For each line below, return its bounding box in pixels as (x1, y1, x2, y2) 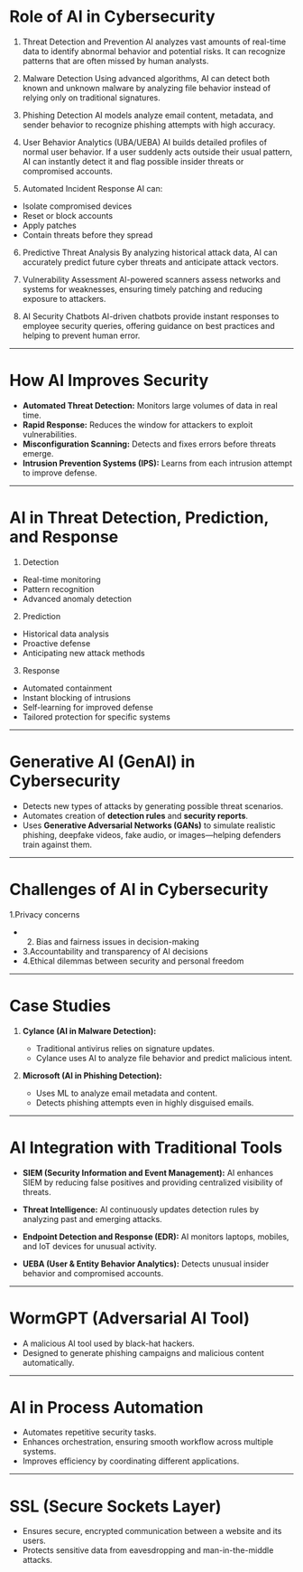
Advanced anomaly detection (22, 593, 133, 604)
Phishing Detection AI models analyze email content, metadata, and (22, 109, 273, 120)
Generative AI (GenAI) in (9, 752, 196, 772)
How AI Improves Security (9, 371, 209, 391)
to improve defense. (22, 467, 97, 478)
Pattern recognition (22, 583, 95, 594)
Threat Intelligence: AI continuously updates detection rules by (22, 1204, 260, 1215)
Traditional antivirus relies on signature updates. (35, 1042, 215, 1054)
